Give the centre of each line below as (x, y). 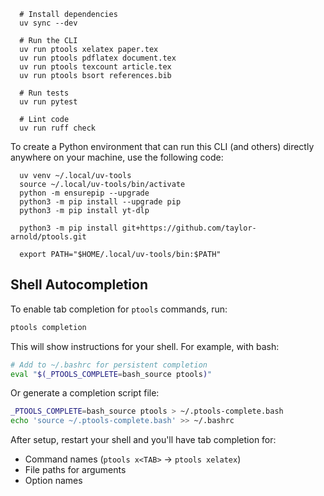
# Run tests (44, 93)
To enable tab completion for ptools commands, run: (119, 309)
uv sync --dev (48, 23)
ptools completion (48, 327)
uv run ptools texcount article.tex (95, 67)
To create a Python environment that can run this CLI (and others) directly (162, 146)
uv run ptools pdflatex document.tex (98, 58)
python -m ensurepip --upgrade (84, 193)
